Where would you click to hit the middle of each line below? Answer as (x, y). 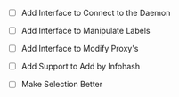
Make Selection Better (62, 85)
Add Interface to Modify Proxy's (80, 49)
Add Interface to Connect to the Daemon (96, 13)
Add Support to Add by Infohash (80, 67)
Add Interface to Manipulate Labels (85, 31)
